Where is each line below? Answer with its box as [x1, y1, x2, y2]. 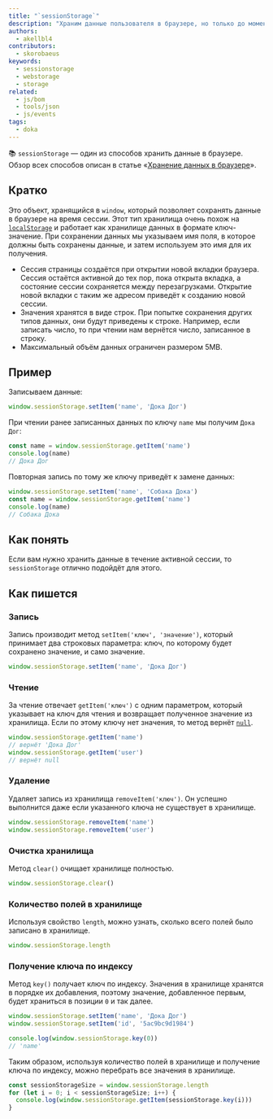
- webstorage [15, 72, 60, 81]
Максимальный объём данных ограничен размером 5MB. [19, 342, 223, 352]
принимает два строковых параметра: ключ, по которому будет [8, 638, 232, 648]
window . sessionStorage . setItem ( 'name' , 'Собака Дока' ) [8, 487, 198, 496]
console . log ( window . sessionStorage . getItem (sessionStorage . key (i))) [15, 1096, 253, 1104]
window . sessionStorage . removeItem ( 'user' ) [8, 825, 154, 834]
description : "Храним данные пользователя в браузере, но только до [8, 20, 245, 28]
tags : [8, 118, 27, 126]
